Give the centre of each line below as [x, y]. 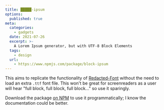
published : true [26, 19]
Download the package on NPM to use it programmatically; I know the [76, 98]
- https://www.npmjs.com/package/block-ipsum [61, 64]
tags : [15, 50]
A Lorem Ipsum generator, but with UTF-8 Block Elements [73, 46]
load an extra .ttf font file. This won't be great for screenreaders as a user [81, 83]
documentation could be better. [37, 103]
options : [14, 14]
